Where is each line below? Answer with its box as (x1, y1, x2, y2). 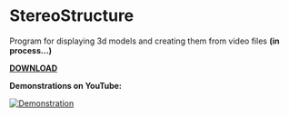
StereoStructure (9, 5, 135, 26)
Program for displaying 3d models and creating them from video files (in (9, 35, 280, 46)
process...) (9, 44, 53, 55)
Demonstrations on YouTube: (9, 80, 123, 91)
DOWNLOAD (9, 63, 58, 73)
